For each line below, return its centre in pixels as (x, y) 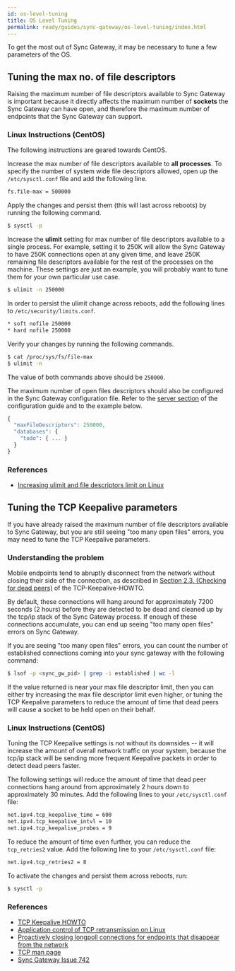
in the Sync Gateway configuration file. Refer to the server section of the (113, 398)
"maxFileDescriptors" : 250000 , (60, 425)
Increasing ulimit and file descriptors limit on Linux (91, 485)
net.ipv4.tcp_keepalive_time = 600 (60, 815)
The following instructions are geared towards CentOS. (87, 150)
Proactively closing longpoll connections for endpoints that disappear (119, 937)
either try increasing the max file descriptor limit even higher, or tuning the (115, 694)
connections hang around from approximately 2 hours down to (98, 787)
